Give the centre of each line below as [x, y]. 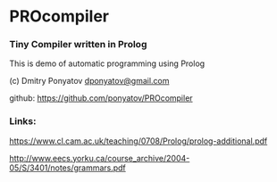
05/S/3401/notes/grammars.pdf [68, 168]
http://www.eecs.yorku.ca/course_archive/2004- [100, 158]
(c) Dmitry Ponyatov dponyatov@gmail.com [89, 81]
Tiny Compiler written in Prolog [78, 45]
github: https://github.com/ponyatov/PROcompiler [101, 98]
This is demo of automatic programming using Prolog [107, 63]
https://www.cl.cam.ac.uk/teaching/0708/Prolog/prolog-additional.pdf [138, 141]
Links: [23, 121]
